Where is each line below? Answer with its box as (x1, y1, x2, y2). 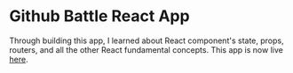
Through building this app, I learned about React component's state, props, (9, 35, 284, 46)
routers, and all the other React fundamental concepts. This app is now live (9, 44, 284, 55)
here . (9, 54, 28, 64)
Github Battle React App (9, 6, 190, 26)
